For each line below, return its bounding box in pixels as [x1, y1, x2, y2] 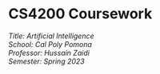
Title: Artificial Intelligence [8, 31, 94, 41]
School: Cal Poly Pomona [8, 39, 92, 49]
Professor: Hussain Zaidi [8, 48, 90, 57]
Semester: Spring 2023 [8, 56, 86, 66]
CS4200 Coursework [8, 5, 153, 23]
